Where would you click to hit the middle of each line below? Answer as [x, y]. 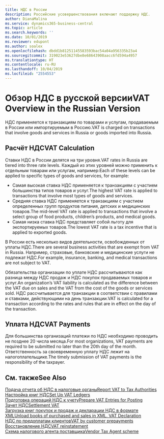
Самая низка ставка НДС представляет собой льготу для [73, 221]
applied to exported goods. [40, 232]
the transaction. [21, 309]
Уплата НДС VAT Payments [48, 325]
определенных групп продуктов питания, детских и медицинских [81, 206]
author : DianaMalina [26, 19]
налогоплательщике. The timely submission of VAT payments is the [73, 357]
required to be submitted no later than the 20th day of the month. [71, 346]
